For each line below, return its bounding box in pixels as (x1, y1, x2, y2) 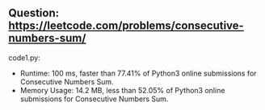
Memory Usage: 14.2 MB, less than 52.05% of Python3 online (19, 85, 225, 95)
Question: (8, 6, 60, 20)
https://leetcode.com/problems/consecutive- (8, 19, 244, 33)
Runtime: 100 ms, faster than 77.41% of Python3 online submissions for (19, 68, 257, 78)
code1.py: (8, 52, 40, 63)
